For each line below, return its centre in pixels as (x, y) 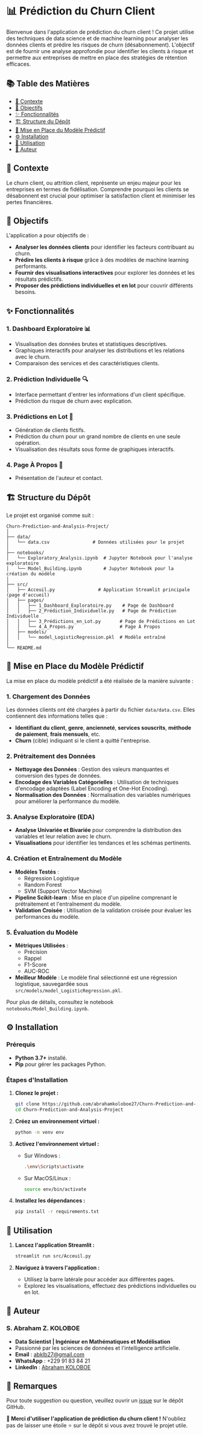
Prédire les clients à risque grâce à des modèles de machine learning (102, 260)
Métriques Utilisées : (42, 945)
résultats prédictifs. (39, 279)
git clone (27, 1104)
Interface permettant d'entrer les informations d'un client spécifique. (100, 395)
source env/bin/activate (55, 1189)
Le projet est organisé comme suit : (50, 515)
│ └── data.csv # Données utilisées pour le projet (96, 542)
